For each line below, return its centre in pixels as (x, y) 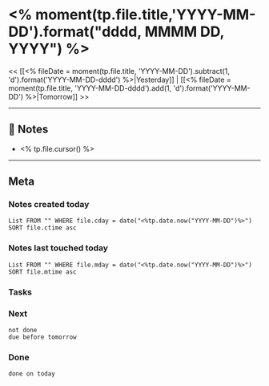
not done (23, 330)
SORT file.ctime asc (43, 228)
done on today (32, 374)
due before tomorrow (43, 337)
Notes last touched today (58, 248)
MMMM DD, (185, 32)
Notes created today (49, 205)
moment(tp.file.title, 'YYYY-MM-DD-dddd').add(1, (90, 88)
